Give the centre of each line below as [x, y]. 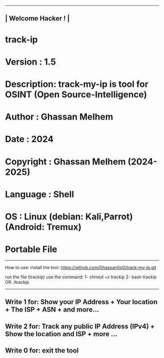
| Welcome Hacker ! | [37, 18]
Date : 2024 [29, 139]
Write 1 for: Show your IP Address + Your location [81, 302]
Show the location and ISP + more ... [61, 334]
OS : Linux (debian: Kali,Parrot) [69, 217]
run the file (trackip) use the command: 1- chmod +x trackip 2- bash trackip [81, 277]
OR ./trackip [17, 282]
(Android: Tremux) [43, 227]
